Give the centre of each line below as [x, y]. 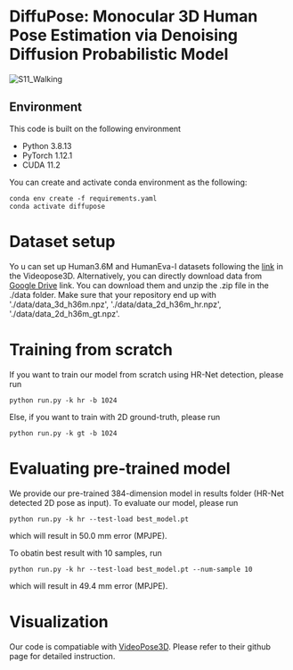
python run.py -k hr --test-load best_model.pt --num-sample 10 [131, 569]
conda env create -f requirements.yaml [83, 198]
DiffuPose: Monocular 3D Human [134, 17]
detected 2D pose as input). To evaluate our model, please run [124, 502]
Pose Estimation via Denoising [124, 35]
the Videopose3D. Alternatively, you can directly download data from [136, 276]
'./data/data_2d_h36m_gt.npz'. [65, 313]
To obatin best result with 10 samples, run [85, 553]
